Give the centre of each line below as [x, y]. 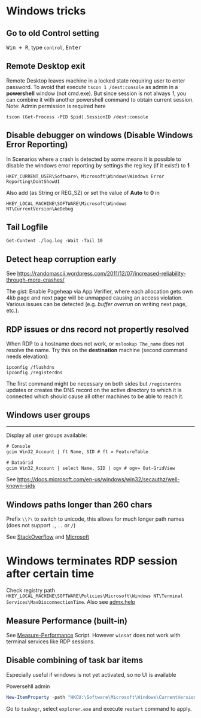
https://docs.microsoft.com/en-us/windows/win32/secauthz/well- [98, 479]
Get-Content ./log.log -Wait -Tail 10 [54, 241]
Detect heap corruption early [61, 259]
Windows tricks [46, 11]
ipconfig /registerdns [34, 373]
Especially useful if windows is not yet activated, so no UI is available [91, 674]
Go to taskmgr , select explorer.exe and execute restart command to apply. [99, 708]
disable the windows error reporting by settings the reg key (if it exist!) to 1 [98, 165]
